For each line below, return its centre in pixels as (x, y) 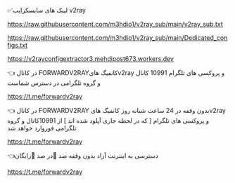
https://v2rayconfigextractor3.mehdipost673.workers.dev (91, 59)
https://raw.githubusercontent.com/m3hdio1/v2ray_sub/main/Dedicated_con (118, 38)
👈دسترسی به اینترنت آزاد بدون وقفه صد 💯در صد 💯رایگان (83, 156)
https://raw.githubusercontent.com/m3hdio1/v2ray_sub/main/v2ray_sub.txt (115, 24)
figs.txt (18, 45)
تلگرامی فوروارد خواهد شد (42, 128)
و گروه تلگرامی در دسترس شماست (54, 83)
